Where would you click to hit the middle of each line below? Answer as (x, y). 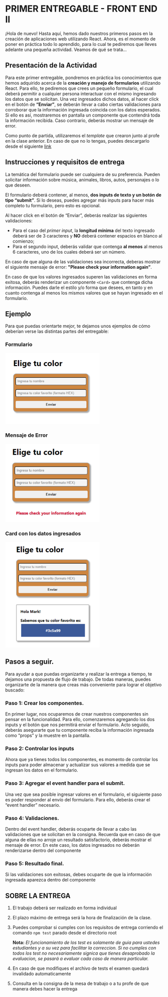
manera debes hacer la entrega (45, 989)
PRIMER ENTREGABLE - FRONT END (81, 9)
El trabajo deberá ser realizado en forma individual (64, 908)
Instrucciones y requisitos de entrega (65, 162)
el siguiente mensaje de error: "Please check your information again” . (78, 267)
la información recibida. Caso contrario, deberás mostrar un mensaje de (79, 120)
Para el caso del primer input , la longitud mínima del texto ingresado (83, 230)
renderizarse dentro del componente (43, 851)
